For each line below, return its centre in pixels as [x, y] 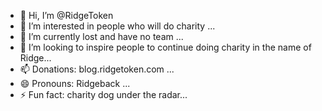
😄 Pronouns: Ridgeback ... [75, 83]
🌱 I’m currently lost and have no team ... [101, 36]
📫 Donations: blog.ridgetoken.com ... [97, 69]
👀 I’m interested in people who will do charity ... [117, 26]
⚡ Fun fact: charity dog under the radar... [103, 94]
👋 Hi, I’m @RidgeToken [66, 15]
